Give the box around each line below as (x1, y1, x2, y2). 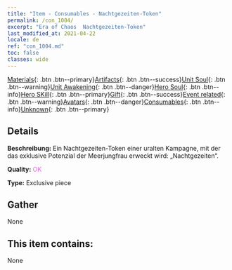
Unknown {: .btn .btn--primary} (20, 104, 110, 113)
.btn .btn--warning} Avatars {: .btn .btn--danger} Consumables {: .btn (7, 97, 202, 106)
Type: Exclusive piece (7, 178, 72, 187)
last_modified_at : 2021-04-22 (7, 29, 96, 37)
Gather (7, 198, 39, 210)
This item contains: (7, 238, 94, 250)
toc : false (7, 50, 39, 57)
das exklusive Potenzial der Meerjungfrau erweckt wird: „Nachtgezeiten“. (7, 151, 219, 160)
